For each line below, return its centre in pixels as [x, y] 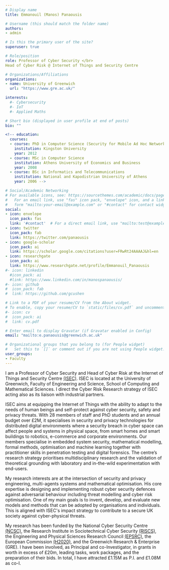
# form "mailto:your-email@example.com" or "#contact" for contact [80, 205]
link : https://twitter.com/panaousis [49, 238]
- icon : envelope [23, 214]
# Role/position [22, 56]
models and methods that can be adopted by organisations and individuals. [83, 505]
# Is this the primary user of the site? [49, 42]
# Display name [21, 10]
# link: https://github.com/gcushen [45, 294]
